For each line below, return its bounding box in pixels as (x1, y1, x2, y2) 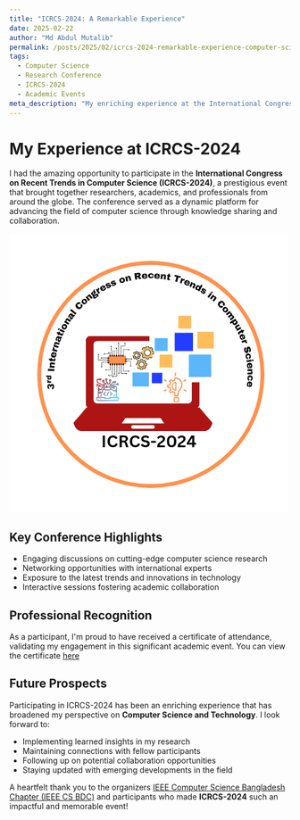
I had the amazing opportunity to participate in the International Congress (9, 168, 283, 178)
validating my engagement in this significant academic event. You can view (9, 641, 286, 651)
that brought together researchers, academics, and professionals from (9, 187, 269, 198)
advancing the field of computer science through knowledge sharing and (9, 206, 278, 217)
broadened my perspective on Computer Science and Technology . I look (9, 709, 280, 720)
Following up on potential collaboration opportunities (21, 755, 217, 766)
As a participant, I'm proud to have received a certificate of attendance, (9, 632, 272, 642)
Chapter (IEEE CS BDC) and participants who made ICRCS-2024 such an (9, 791, 279, 802)
